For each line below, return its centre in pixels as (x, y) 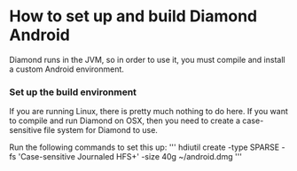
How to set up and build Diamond (133, 16)
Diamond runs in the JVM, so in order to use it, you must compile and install (147, 59)
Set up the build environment (73, 92)
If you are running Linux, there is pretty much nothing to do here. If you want (148, 112)
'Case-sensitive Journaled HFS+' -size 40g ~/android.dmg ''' (130, 157)
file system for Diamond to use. (101, 130)
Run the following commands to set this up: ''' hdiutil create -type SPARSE (145, 147)
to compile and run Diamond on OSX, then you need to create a (125, 120)
